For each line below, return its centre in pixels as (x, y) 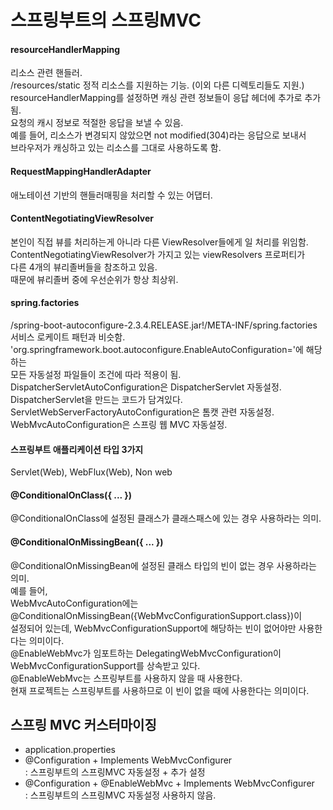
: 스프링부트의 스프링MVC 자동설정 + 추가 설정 (115, 772)
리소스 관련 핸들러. (46, 73)
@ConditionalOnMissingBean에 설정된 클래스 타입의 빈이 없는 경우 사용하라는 (163, 565)
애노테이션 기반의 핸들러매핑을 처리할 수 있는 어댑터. (111, 195)
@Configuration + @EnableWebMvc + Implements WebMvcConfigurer (169, 783)
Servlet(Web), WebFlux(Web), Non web (91, 472)
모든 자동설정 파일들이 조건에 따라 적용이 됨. (96, 374)
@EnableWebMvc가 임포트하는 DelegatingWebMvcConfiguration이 (146, 653)
